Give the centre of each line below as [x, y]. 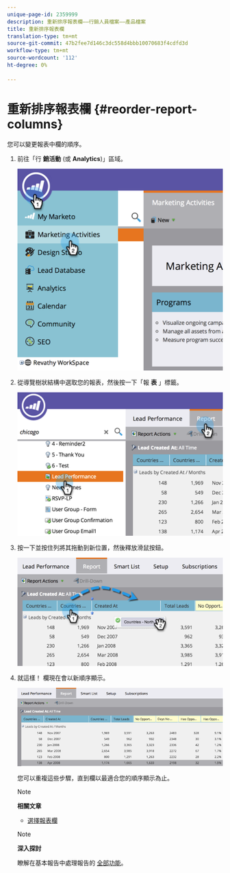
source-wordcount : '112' [42, 58]
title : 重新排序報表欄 [36, 29]
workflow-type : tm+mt [38, 51]
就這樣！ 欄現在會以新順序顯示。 [63, 678]
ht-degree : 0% [27, 65]
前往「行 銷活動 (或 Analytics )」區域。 [72, 158]
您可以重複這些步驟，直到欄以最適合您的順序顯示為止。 [95, 778]
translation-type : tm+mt [42, 36]
